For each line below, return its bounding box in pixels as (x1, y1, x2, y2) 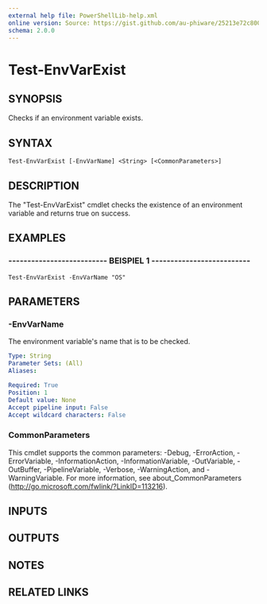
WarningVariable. (8, 473, 65, 482)
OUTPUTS (8, 532, 60, 545)
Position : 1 (8, 389, 48, 397)
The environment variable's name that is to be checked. (8, 337, 191, 347)
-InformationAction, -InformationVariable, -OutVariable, (55, 456, 236, 466)
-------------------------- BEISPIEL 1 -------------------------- (8, 255, 251, 266)
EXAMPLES (8, 231, 66, 245)
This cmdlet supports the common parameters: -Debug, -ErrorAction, (8, 447, 236, 457)
